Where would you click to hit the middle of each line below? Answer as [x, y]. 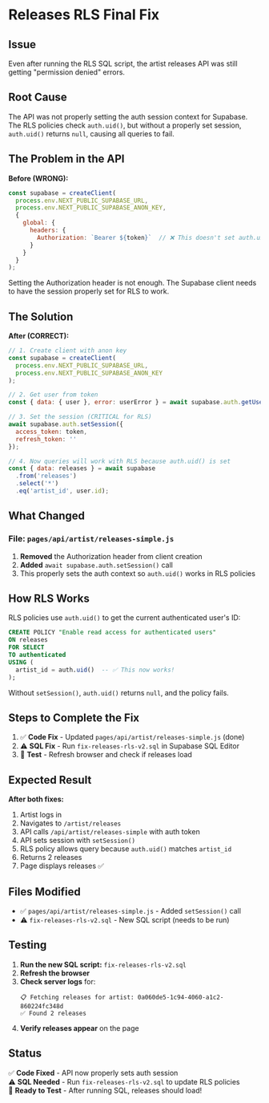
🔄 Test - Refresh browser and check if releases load [106, 755]
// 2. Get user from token [53, 395]
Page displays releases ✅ [62, 866]
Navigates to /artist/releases [70, 823]
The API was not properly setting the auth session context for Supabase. [128, 116]
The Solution [41, 316]
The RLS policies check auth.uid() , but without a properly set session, [125, 125]
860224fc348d [42, 1006]
